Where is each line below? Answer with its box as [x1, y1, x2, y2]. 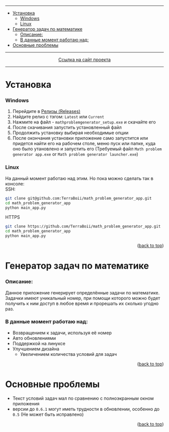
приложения [12, 400, 40, 406]
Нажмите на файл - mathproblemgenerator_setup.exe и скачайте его [12, 119, 156, 125]
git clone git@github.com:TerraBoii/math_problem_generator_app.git [5, 196, 152, 201]
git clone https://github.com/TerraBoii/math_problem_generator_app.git [5, 224, 161, 229]
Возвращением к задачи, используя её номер [12, 330, 112, 336]
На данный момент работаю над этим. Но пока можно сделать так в [5, 175, 153, 181]
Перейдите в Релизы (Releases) [12, 108, 80, 114]
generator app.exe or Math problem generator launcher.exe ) [12, 151, 138, 157]
